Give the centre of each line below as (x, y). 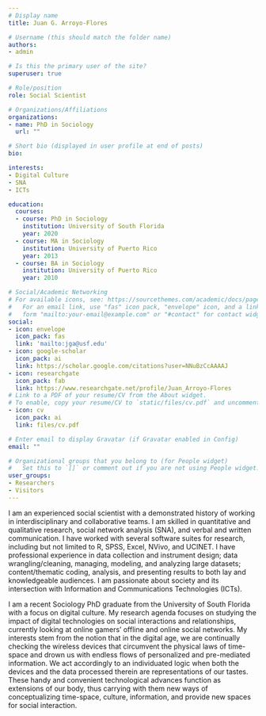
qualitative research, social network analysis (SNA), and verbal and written (130, 530)
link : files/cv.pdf (47, 425)
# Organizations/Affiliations (58, 109)
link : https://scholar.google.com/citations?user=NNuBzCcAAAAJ (122, 366)
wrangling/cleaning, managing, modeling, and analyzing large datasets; (125, 563)
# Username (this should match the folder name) (90, 37)
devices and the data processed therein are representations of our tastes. (128, 672)
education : (26, 204)
